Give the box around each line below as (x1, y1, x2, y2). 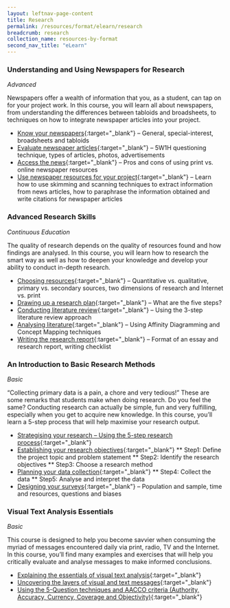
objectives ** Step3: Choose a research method (16, 460, 153, 468)
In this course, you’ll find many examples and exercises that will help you (7, 550, 213, 558)
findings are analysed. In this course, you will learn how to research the (7, 249, 209, 257)
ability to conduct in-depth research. (7, 263, 111, 271)
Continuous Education (7, 228, 71, 236)
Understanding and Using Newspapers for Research (7, 65, 185, 74)
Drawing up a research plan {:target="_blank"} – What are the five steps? (16, 298, 222, 306)
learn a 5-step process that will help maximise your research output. (7, 417, 200, 426)
